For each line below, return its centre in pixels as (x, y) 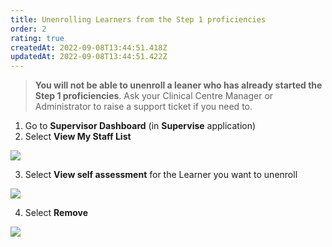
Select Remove (56, 213)
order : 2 (28, 29)
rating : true (37, 38)
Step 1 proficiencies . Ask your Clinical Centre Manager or (154, 96)
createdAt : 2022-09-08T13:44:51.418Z (89, 47)
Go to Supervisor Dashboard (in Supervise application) (140, 126)
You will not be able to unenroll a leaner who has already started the (178, 85)
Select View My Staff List (78, 137)
